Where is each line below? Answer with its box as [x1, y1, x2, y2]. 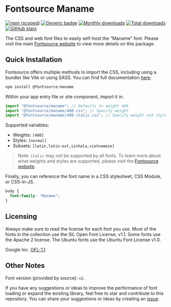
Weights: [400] [12, 132, 44, 138]
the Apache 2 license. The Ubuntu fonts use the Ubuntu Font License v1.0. [5, 237, 161, 243]
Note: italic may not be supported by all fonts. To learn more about [17, 152, 161, 159]
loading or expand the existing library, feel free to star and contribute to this [5, 290, 164, 296]
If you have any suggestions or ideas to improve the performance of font [5, 285, 158, 291]
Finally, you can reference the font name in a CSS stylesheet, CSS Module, [5, 173, 162, 180]
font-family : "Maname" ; [10, 193, 60, 199]
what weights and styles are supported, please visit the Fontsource [17, 158, 159, 164]
